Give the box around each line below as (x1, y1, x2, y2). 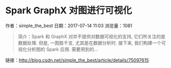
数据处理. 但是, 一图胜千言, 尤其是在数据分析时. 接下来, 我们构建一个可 (17, 39, 166, 46)
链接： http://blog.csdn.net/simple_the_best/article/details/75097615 (5, 57, 149, 63)
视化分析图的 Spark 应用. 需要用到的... (17, 46, 99, 52)
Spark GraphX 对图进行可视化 (5, 5, 132, 16)
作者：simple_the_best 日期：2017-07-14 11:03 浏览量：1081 (5, 22, 132, 29)
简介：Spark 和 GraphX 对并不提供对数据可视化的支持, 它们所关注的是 (17, 33, 166, 39)
